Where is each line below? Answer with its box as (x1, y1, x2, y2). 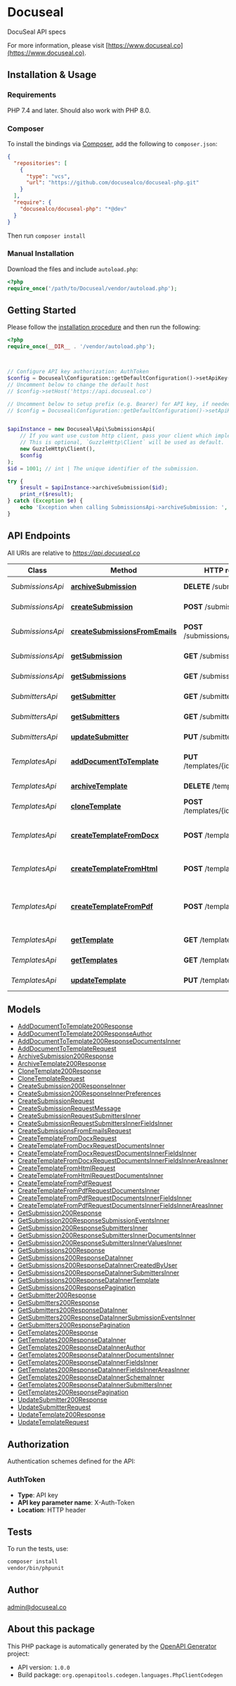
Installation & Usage (7, 69, 97, 81)
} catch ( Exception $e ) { (7, 497, 83, 505)
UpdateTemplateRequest (17, 1418, 89, 1427)
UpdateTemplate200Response (17, 1410, 105, 1419)
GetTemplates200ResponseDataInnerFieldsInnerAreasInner (17, 1365, 190, 1375)
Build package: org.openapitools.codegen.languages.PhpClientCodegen (17, 1671, 223, 1679)
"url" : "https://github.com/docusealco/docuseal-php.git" (25, 179, 199, 186)
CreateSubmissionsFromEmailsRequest (17, 1126, 131, 1135)
